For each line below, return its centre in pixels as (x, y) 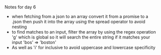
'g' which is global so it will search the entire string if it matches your (81, 37)
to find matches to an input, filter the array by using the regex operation (84, 32)
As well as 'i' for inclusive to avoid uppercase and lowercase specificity (83, 47)
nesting (19, 27)
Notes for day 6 (20, 7)
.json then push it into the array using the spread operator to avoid (78, 22)
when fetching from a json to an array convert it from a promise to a (80, 16)
